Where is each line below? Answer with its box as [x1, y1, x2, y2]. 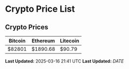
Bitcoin [8, 38, 26, 44]
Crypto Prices [5, 23, 49, 31]
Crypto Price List [5, 3, 75, 15]
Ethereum [31, 38, 55, 44]
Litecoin [59, 38, 79, 44]
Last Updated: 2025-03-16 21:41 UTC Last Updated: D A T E [5, 58, 124, 64]
